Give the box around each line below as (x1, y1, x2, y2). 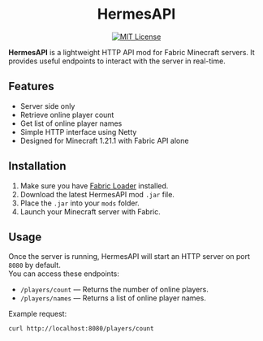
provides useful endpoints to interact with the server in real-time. (8, 56, 226, 66)
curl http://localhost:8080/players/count (8, 325, 154, 333)
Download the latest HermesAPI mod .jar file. (19, 189, 175, 199)
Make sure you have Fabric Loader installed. (19, 180, 169, 191)
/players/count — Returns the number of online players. (19, 285, 209, 295)
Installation (8, 159, 67, 173)
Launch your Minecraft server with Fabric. (19, 206, 161, 216)
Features (8, 80, 54, 93)
